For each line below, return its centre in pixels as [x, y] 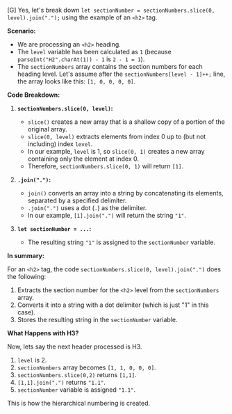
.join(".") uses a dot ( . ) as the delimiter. [87, 208]
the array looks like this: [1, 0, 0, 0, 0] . [76, 81]
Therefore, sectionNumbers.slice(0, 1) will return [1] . [106, 166]
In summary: [26, 256]
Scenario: [22, 31]
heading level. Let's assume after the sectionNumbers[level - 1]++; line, [121, 74]
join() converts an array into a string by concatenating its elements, [125, 193]
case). [26, 312]
